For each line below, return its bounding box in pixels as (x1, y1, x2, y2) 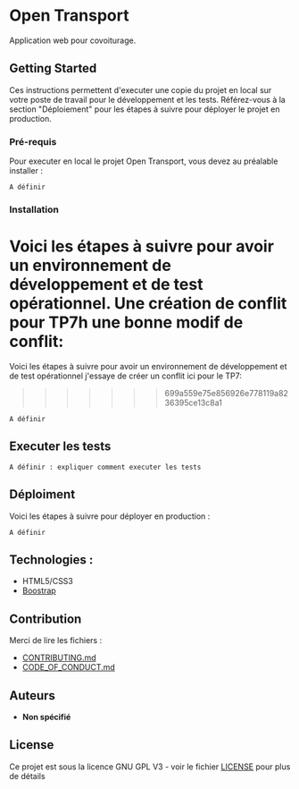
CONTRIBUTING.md (21, 652, 96, 663)
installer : (9, 165, 43, 176)
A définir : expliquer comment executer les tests (9, 462, 202, 471)
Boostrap (21, 585, 56, 596)
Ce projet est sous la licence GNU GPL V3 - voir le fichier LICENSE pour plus (9, 761, 291, 772)
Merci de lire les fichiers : (9, 635, 103, 646)
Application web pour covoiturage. (9, 35, 137, 46)
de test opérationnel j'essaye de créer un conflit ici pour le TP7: (9, 370, 243, 381)
